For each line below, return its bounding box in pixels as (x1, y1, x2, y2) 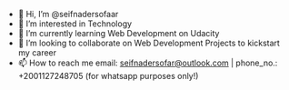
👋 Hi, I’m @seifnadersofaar (17, 9, 119, 19)
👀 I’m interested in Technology (17, 18, 133, 29)
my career (17, 47, 57, 58)
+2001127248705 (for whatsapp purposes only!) (17, 71, 199, 81)
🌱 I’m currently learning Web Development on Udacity (17, 28, 220, 38)
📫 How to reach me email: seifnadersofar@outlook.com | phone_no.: (17, 57, 278, 68)
